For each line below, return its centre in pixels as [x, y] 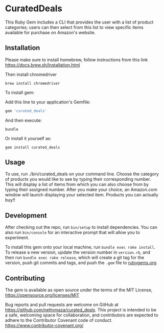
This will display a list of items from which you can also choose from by [77, 185]
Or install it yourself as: [28, 138]
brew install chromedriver [33, 83]
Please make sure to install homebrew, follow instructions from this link [77, 60]
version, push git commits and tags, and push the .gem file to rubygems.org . [82, 263]
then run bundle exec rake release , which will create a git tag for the [75, 258]
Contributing [25, 278]
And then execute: [23, 120]
